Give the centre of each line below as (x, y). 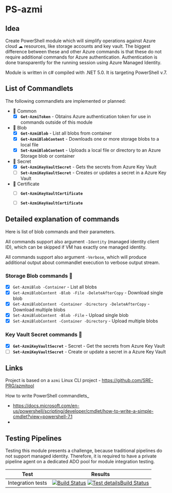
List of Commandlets (39, 89)
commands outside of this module (56, 122)
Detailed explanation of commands (62, 219)
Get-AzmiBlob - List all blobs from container (66, 133)
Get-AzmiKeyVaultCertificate (52, 194)
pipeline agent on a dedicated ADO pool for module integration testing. (80, 462)
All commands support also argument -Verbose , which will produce (76, 257)
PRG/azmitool (20, 386)
